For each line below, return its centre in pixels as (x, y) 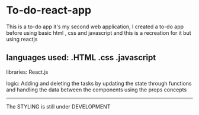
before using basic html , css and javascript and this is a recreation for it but (99, 32)
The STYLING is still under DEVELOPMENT (58, 106)
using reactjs (22, 39)
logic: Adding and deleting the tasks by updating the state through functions (99, 83)
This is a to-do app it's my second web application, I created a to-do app (95, 27)
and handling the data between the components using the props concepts (97, 90)
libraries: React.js (27, 72)
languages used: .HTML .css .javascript (81, 57)
